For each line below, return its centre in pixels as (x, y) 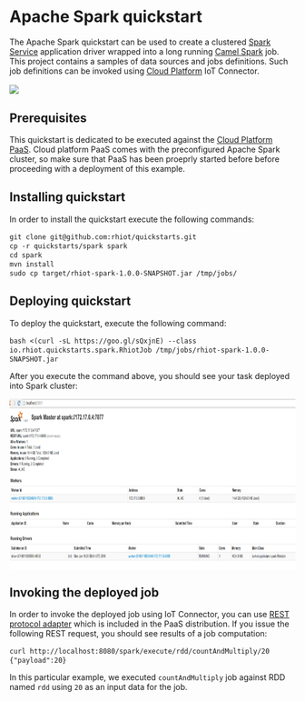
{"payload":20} (38, 661)
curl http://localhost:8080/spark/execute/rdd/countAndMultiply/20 (140, 652)
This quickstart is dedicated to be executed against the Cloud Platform (141, 139)
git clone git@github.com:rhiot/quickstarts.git (103, 237)
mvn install (32, 264)
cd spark (26, 255)
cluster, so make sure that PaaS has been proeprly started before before (144, 159)
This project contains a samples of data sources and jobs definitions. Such (149, 61)
